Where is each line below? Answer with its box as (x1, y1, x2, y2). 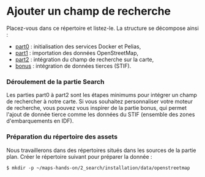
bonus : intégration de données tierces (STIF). (15, 62, 132, 70)
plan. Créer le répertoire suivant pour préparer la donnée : (6, 153, 152, 160)
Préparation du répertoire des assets (6, 132, 118, 141)
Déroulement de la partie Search (6, 78, 105, 86)
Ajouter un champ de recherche (6, 4, 171, 18)
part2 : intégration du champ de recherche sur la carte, (15, 56, 154, 63)
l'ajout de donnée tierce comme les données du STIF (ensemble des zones (6, 111, 195, 118)
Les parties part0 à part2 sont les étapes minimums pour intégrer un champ (6, 92, 198, 99)
